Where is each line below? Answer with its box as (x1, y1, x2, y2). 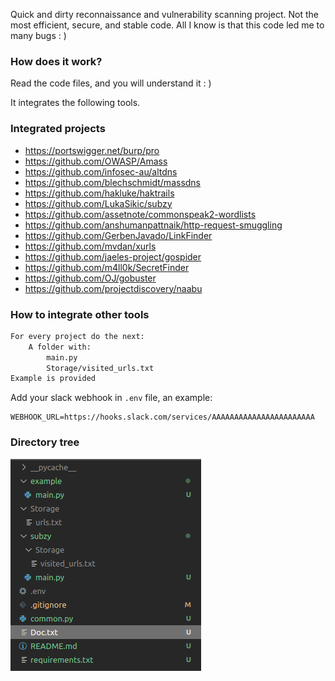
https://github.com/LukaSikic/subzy (24, 197, 173, 209)
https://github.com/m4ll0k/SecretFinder (24, 261, 190, 273)
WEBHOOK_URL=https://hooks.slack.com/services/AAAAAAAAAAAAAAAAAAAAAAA (10, 412, 315, 423)
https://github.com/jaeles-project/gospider (24, 250, 202, 263)
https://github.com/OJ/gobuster (24, 272, 157, 284)
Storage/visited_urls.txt (46, 363, 155, 373)
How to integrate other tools (10, 307, 150, 321)
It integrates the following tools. (10, 97, 141, 109)
